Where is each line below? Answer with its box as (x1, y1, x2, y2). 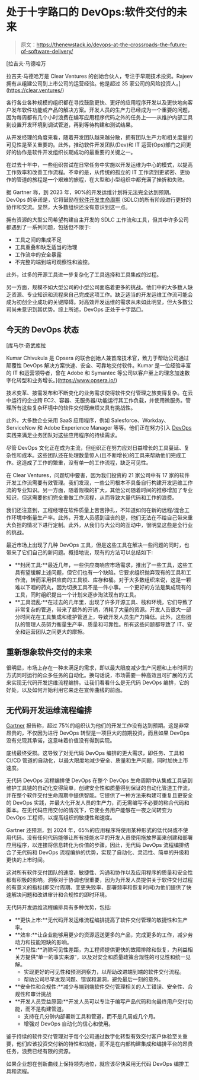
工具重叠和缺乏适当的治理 (14, 243, 78, 250)
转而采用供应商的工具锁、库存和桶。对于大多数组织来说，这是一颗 (30, 576, 191, 583)
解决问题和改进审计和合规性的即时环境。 (11, 891, 110, 898)
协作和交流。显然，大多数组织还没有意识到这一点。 (6, 203, 131, 211)
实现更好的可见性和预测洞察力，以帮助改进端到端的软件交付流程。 (23, 968, 185, 976)
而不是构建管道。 (25, 1005, 67, 1012)
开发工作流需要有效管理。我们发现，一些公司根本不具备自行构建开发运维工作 (6, 479, 193, 486)
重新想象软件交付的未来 (6, 647, 92, 657)
